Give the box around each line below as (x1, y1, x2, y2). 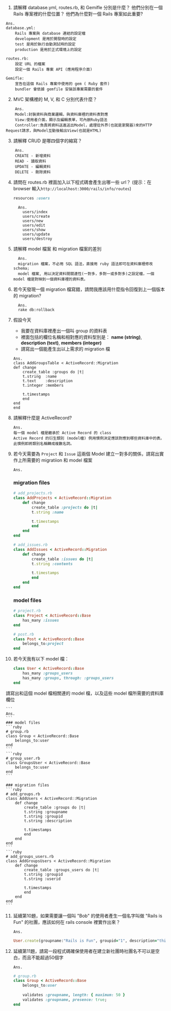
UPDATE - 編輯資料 (15, 164, 51, 169)
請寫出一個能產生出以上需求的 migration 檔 (20, 346, 110, 352)
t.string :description (24, 818, 72, 823)
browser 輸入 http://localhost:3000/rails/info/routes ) (13, 186, 132, 191)
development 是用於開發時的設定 (15, 36, 77, 41)
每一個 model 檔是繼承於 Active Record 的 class (13, 430, 111, 435)
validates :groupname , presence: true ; (22, 997, 107, 1002)
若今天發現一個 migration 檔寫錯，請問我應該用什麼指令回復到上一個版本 (13, 286, 165, 292)
